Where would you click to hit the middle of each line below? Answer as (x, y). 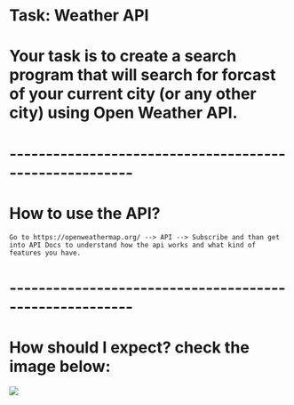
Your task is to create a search (123, 57)
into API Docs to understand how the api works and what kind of (132, 245)
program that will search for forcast (143, 75)
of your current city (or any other (133, 94)
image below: (60, 366)
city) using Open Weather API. (123, 113)
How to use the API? (85, 213)
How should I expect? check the (130, 347)
